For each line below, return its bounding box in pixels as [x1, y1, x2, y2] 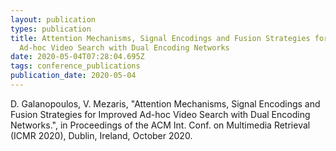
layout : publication [10, 14, 97, 25]
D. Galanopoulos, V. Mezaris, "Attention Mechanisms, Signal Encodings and [10, 97, 321, 110]
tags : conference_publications [10, 61, 141, 71]
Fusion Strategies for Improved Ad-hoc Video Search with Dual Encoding [10, 108, 311, 120]
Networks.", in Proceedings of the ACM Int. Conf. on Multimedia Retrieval [10, 119, 311, 131]
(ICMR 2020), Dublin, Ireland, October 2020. [10, 129, 193, 141]
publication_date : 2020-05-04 [10, 71, 137, 81]
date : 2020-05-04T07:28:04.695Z [10, 52, 145, 62]
